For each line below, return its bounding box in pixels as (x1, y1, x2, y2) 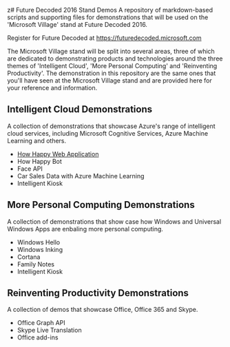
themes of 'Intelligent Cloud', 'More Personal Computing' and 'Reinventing (7, 62, 218, 70)
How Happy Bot (17, 157, 62, 165)
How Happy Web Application (17, 149, 99, 158)
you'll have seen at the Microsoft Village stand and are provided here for (7, 76, 212, 85)
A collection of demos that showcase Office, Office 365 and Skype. (7, 306, 198, 314)
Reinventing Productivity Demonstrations (7, 287, 189, 299)
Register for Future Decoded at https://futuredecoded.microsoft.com (7, 34, 202, 42)
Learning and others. (7, 136, 67, 145)
